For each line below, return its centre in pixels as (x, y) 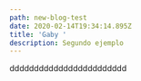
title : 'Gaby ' (38, 34)
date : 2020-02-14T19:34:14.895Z (70, 26)
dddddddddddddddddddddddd (68, 68)
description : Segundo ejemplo (67, 43)
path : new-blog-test (49, 18)
